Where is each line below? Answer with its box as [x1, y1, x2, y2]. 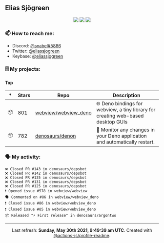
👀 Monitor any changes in [96, 126, 155, 133]
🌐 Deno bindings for [96, 100, 143, 107]
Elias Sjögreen [5, 4, 50, 12]
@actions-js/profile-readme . [53, 232, 111, 238]
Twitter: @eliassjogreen [12, 48, 60, 54]
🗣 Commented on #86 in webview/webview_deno [5, 195, 99, 200]
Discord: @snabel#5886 [12, 43, 61, 49]
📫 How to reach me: [5, 30, 55, 37]
